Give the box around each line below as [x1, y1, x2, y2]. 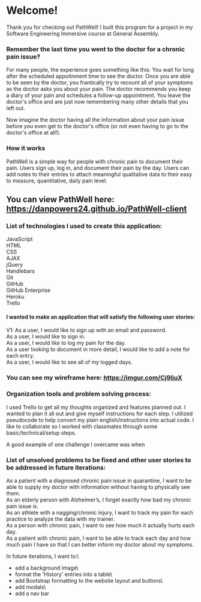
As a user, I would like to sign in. [6, 333, 86, 340]
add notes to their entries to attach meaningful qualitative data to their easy [6, 170, 193, 178]
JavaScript [6, 235, 33, 243]
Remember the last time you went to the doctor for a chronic [6, 45, 185, 53]
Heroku [6, 293, 25, 300]
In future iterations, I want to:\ [6, 552, 79, 560]
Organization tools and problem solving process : [6, 389, 152, 398]
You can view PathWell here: [6, 194, 115, 205]
